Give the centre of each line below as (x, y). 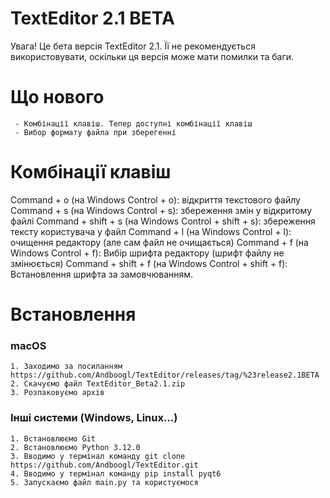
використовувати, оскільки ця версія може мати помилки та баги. (152, 56)
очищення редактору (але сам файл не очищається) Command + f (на (159, 242)
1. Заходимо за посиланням (66, 367)
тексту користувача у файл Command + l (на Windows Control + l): (151, 231)
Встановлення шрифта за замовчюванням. (102, 274)
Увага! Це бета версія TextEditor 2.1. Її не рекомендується (133, 46)
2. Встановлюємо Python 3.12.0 (75, 447)
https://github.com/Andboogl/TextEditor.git (104, 465)
